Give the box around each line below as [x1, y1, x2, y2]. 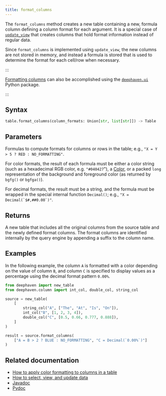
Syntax [5, 105, 28, 114]
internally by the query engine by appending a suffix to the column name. [5, 235, 155, 241]
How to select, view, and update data [12, 375, 88, 381]
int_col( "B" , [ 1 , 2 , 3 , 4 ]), [23, 310, 83, 315]
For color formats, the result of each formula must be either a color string [5, 161, 155, 167]
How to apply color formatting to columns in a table [12, 369, 117, 376]
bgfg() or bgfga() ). [5, 177, 44, 183]
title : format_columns [5, 7, 52, 12]
